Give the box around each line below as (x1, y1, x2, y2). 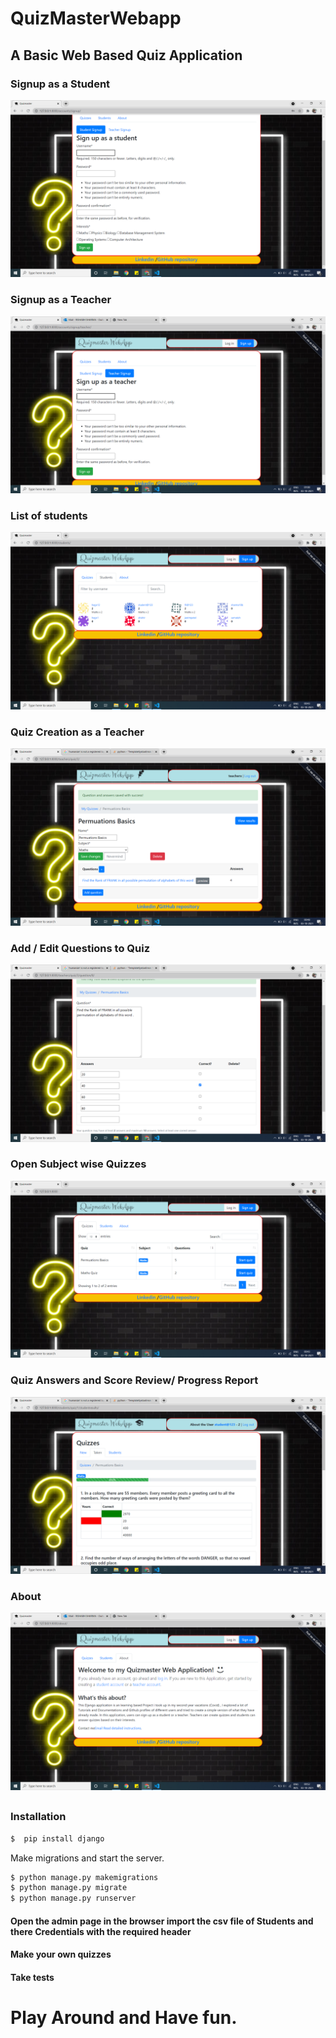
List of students (10, 509, 88, 523)
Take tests (10, 1972, 55, 1983)
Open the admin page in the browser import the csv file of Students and (10, 1915, 314, 1927)
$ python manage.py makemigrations (10, 1872, 159, 1882)
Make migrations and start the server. (10, 1852, 165, 1864)
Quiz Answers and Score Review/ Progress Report (10, 1373, 259, 1387)
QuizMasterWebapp (10, 7, 182, 30)
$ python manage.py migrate (10, 1883, 128, 1893)
